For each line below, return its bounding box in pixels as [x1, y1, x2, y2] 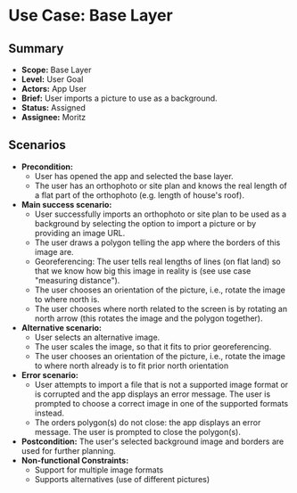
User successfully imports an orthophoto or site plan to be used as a [34, 209, 287, 219]
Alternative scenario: [21, 322, 103, 333]
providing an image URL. [34, 227, 126, 238]
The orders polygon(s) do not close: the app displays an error [34, 416, 261, 428]
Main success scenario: [21, 199, 112, 210]
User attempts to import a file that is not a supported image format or [34, 379, 289, 390]
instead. [34, 407, 64, 418]
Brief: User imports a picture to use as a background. [21, 93, 218, 103]
